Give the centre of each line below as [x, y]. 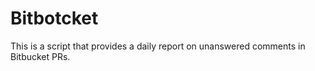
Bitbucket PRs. [40, 56]
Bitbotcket [54, 18]
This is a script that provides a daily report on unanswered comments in [158, 46]
